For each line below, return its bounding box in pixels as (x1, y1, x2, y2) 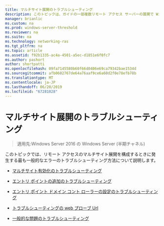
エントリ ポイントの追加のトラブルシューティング (12, 178, 112, 184)
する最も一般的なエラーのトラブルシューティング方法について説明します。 (9, 158, 159, 163)
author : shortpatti (5, 62, 45, 67)
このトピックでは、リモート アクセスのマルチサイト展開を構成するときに (5, 151, 152, 157)
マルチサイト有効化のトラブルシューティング (12, 168, 102, 174)
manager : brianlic (5, 16, 42, 21)
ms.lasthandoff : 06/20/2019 (5, 84, 62, 90)
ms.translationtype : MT (5, 75, 54, 80)
